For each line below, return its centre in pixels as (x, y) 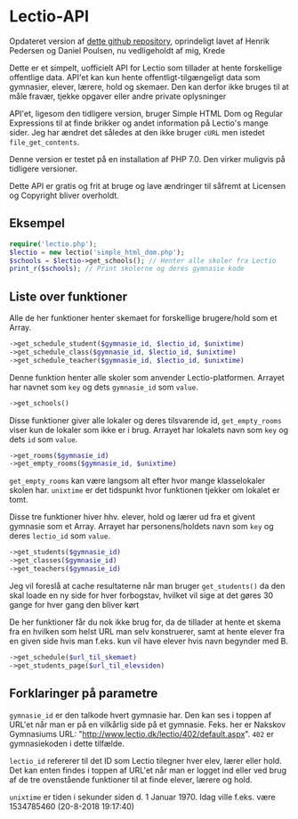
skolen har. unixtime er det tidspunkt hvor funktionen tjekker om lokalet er (145, 490)
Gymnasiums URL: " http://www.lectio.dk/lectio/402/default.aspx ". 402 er (141, 733)
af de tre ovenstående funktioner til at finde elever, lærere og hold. (131, 779)
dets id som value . (44, 439)
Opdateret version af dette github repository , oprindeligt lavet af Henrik (139, 41)
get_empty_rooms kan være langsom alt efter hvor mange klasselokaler (137, 481)
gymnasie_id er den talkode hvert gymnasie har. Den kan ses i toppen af (141, 715)
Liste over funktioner (68, 296)
